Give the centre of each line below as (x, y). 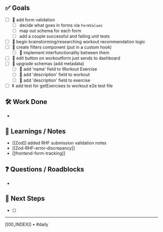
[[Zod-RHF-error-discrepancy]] (43, 148)
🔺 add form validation (33, 19)
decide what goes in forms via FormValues (61, 25)
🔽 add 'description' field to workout (55, 74)
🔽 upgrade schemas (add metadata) (48, 64)
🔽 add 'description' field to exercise (55, 80)
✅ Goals (17, 8)
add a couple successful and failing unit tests (65, 36)
